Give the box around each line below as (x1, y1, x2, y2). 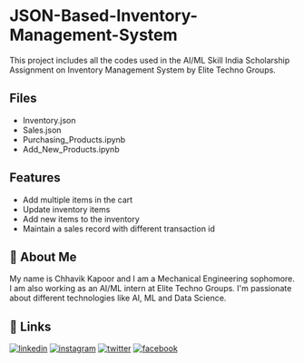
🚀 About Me (9, 249, 77, 264)
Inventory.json (22, 114, 76, 125)
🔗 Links (9, 319, 52, 334)
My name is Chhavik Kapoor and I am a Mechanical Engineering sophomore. (9, 273, 295, 284)
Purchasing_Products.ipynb (22, 133, 126, 145)
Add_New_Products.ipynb (22, 143, 120, 154)
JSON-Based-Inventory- (9, 5, 198, 26)
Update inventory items (22, 203, 111, 214)
